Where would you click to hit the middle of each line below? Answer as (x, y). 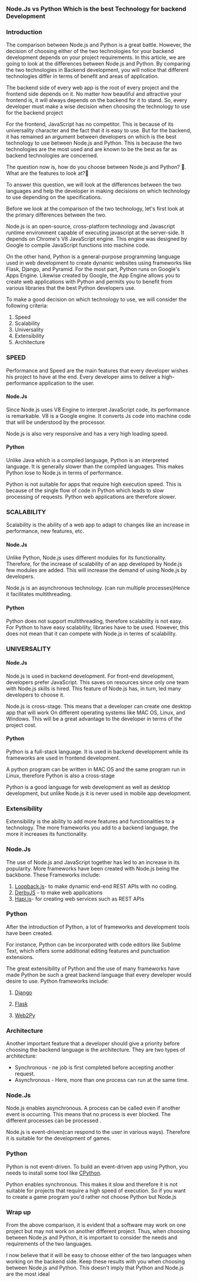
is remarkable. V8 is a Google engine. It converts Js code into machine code (98, 416)
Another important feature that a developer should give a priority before (93, 1044)
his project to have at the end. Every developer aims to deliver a (83, 377)
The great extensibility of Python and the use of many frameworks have (93, 968)
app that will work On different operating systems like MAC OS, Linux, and (96, 712)
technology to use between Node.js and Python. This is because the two (94, 143)
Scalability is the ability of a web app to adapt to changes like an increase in (98, 525)
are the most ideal (28, 1274)
